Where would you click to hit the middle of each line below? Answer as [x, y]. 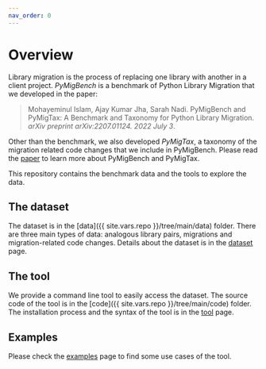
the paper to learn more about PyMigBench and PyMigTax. [104, 158]
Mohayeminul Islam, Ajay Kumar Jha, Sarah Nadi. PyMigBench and [137, 109]
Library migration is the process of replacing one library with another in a [127, 77]
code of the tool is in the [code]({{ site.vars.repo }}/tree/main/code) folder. [130, 304]
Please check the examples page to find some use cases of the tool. [120, 356]
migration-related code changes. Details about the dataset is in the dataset [131, 243]
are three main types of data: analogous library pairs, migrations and [120, 234]
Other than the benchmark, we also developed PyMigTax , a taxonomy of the [133, 141]
